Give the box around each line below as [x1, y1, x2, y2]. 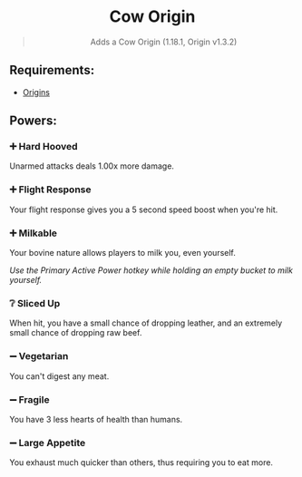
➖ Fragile [9, 393, 50, 405]
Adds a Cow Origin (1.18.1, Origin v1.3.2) [90, 36, 238, 47]
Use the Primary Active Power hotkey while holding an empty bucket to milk [9, 265, 293, 276]
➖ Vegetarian [9, 350, 69, 363]
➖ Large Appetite [9, 436, 86, 449]
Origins [22, 86, 50, 97]
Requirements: [9, 63, 95, 78]
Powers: [9, 113, 57, 129]
